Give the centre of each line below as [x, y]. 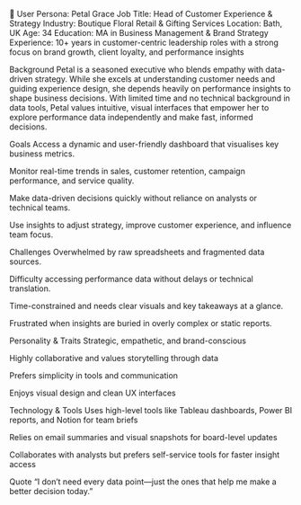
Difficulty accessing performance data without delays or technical [131, 279]
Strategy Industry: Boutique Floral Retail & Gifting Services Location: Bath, [146, 23]
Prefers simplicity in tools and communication [93, 376]
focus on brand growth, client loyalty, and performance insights [127, 52]
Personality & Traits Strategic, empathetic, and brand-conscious [128, 341]
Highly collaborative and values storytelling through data [114, 358]
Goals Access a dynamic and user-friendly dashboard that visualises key [144, 144]
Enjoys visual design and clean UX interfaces [93, 393]
